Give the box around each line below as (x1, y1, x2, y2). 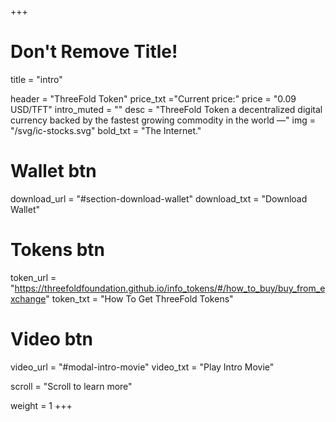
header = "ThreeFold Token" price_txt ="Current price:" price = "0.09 (10, 92, 297, 105)
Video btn (10, 328, 93, 350)
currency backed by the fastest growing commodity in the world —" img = (10, 114, 316, 126)
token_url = (10, 271, 57, 283)
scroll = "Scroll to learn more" (10, 380, 133, 392)
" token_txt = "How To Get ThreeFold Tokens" (45, 292, 234, 305)
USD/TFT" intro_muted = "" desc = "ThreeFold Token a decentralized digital (10, 103, 323, 115)
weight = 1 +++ (10, 399, 73, 411)
